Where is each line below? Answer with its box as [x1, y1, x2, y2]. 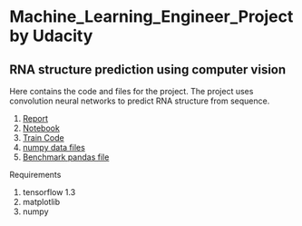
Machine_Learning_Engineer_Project [9, 6, 294, 27]
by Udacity [9, 25, 93, 46]
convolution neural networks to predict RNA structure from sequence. [9, 95, 270, 106]
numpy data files [22, 142, 86, 152]
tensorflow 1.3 [22, 187, 76, 197]
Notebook [22, 123, 61, 133]
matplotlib [22, 197, 61, 207]
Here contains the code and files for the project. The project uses [9, 86, 254, 96]
